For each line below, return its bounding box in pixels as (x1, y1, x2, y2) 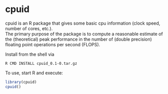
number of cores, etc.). (5, 25, 53, 31)
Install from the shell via (5, 51, 55, 57)
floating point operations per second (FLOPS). (5, 41, 100, 47)
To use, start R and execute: (5, 69, 63, 76)
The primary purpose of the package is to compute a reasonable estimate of (5, 31, 163, 37)
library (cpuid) (5, 79, 37, 84)
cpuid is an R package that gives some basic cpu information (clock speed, (5, 20, 160, 26)
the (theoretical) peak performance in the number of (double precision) (5, 36, 152, 42)
